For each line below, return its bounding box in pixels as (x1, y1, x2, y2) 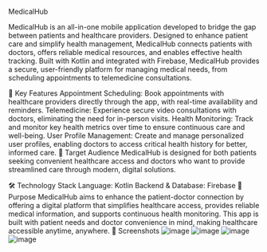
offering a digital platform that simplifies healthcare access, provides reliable (8, 201, 260, 210)
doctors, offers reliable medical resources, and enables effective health (8, 48, 243, 57)
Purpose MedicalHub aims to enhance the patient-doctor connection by (8, 192, 245, 202)
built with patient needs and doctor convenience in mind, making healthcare (8, 218, 258, 226)
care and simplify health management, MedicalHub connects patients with (8, 39, 253, 49)
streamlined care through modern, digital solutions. (8, 165, 177, 174)
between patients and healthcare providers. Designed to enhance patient (8, 31, 249, 40)
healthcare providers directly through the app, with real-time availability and (8, 97, 257, 106)
